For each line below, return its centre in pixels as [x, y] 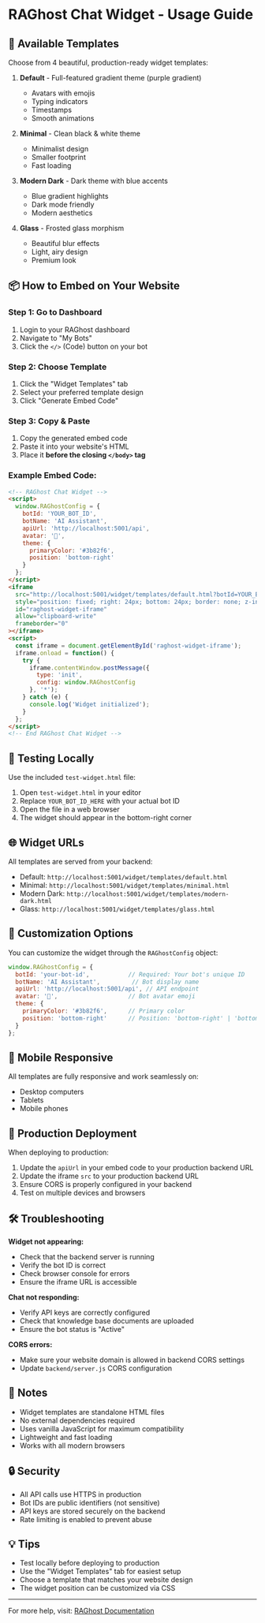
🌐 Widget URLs [46, 843]
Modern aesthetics [62, 213]
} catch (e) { [45, 697]
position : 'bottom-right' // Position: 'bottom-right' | [127, 1018]
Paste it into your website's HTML [75, 446]
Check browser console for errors [75, 1273]
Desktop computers [52, 1092]
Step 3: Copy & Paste [49, 421]
